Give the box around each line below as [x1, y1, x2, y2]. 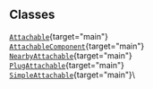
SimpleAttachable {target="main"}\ [9, 69, 136, 80]
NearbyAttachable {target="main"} [9, 49, 132, 61]
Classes [9, 7, 55, 22]
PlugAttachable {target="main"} [9, 59, 125, 70]
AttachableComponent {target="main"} [9, 40, 145, 51]
